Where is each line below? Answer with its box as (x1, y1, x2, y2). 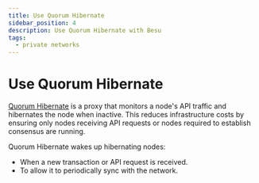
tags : (8, 33, 26, 42)
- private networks (15, 41, 80, 49)
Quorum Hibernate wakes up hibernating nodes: (8, 142, 166, 151)
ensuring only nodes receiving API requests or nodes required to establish (8, 118, 252, 128)
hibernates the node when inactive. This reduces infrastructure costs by (8, 110, 245, 120)
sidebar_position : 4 (8, 19, 77, 27)
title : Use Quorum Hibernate (8, 11, 105, 20)
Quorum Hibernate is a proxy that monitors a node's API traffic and (8, 101, 226, 111)
